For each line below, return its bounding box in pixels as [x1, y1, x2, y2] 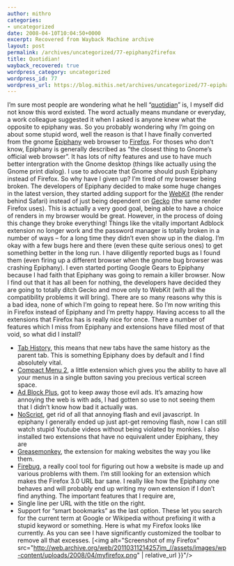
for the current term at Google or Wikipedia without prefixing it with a [17, 514, 216, 523]
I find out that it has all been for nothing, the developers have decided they [7, 278, 221, 286]
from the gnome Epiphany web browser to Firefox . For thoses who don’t [7, 137, 214, 146]
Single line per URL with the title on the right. [17, 499, 146, 507]
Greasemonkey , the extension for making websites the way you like [17, 448, 211, 456]
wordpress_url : [7, 82, 52, 89]
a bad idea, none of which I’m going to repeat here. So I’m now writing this [7, 300, 221, 309]
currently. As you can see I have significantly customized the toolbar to [17, 529, 221, 537]
